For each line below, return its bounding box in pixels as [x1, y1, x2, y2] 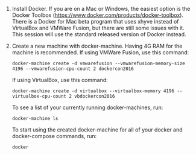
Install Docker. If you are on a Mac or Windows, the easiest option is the [11, 5, 191, 12]
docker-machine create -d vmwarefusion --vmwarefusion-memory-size [11, 60, 185, 66]
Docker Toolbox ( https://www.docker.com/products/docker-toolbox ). [11, 11, 184, 19]
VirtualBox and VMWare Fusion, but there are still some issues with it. [11, 24, 185, 31]
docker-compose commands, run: [11, 133, 97, 139]
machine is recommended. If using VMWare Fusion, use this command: [11, 49, 189, 56]
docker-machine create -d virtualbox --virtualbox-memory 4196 [11, 88, 175, 94]
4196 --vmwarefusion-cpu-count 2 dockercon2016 [11, 66, 134, 72]
